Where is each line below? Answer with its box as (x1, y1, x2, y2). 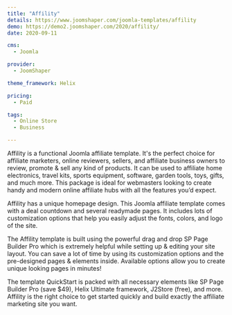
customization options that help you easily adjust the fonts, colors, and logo (7, 214, 223, 222)
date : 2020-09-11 (7, 29, 57, 37)
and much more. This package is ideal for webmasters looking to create (7, 179, 212, 187)
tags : (7, 111, 23, 118)
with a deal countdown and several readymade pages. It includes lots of (7, 207, 213, 215)
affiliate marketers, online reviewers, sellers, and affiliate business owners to (7, 156, 225, 165)
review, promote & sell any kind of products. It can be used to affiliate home (7, 164, 223, 172)
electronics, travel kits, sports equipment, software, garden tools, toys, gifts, (7, 171, 224, 179)
